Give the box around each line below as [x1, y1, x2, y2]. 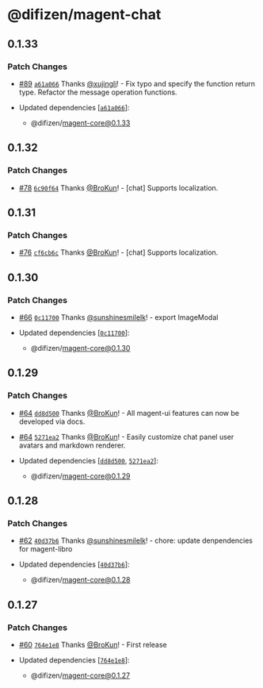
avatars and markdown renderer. [18, 440, 126, 450]
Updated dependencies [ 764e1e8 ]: [18, 655, 130, 664]
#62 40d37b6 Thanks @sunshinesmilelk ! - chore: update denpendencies [18, 536, 253, 545]
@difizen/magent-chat [7, 6, 162, 24]
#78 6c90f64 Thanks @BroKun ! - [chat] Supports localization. [18, 183, 219, 192]
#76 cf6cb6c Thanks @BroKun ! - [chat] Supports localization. [18, 248, 219, 257]
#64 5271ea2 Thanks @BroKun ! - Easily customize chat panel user [18, 432, 234, 441]
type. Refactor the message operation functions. [18, 87, 177, 97]
